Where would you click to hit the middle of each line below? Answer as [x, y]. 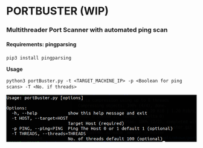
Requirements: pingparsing [41, 44]
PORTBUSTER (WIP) [57, 11]
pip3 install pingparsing [39, 58]
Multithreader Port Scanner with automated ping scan [87, 30]
